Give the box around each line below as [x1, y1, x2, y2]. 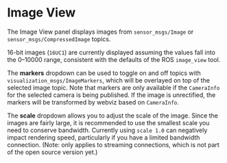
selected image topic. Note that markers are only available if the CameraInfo [7, 83, 220, 91]
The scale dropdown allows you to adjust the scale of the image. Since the [7, 111, 218, 120]
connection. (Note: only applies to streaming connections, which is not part [7, 140, 219, 149]
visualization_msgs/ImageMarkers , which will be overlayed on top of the [7, 76, 211, 84]
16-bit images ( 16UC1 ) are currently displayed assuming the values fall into [7, 48, 216, 56]
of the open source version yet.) [7, 148, 98, 156]
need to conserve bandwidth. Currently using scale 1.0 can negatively [7, 126, 208, 134]
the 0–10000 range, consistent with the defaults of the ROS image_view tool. [7, 55, 221, 63]
